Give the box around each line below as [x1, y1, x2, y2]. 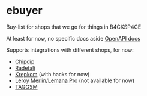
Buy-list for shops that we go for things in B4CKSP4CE [6, 23, 142, 30]
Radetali [14, 64, 35, 72]
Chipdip [14, 58, 35, 65]
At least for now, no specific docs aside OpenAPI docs [6, 35, 141, 42]
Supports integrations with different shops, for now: [6, 46, 134, 54]
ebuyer [6, 4, 43, 17]
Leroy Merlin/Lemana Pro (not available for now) [14, 77, 135, 84]
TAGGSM [14, 83, 38, 90]
